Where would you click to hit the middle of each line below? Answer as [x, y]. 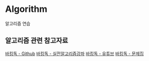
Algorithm [26, 9]
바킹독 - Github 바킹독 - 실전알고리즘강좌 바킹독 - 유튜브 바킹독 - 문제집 [74, 54]
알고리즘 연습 [18, 23]
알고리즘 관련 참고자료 [37, 41]
